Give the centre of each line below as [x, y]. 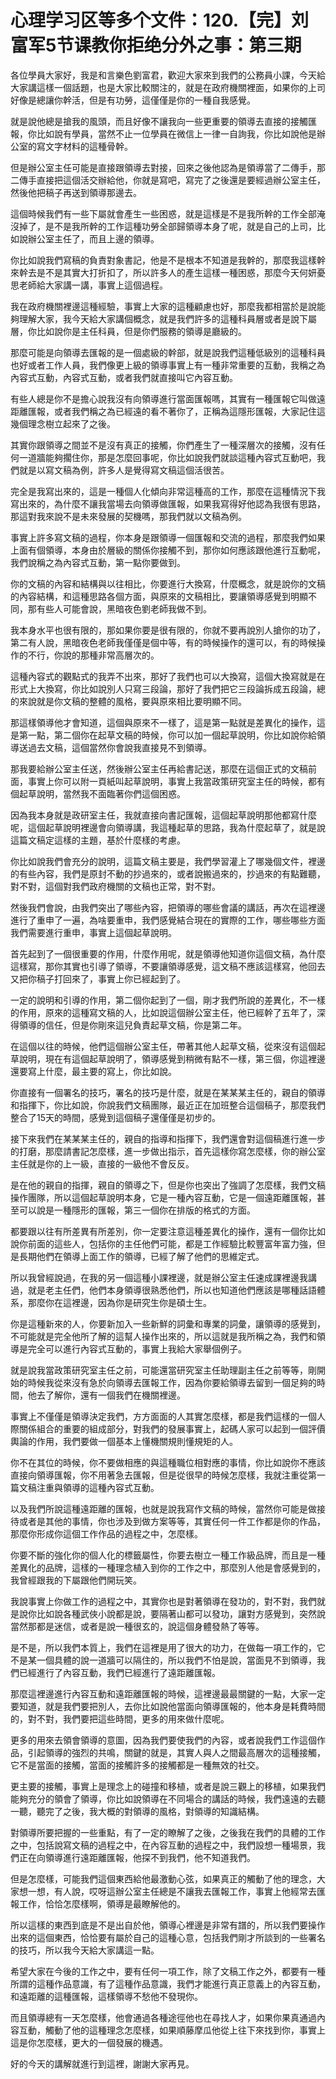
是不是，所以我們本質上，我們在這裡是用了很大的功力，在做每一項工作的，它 [168, 1647]
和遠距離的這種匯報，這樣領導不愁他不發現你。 [106, 1996]
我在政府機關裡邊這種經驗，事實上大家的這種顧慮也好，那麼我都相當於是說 [163, 306]
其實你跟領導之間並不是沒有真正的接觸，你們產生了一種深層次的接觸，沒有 [163, 445]
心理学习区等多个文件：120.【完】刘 [160, 20]
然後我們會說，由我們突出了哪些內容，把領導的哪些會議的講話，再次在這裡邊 [168, 907]
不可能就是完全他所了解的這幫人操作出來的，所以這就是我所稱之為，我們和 [163, 1336]
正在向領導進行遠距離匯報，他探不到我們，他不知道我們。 [137, 1857]
